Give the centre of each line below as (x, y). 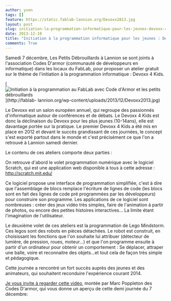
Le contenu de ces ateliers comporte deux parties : (59, 152)
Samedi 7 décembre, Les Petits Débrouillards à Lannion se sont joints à (80, 58)
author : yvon (19, 10)
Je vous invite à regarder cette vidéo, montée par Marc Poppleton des (79, 283)
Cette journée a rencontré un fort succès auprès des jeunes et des (75, 268)
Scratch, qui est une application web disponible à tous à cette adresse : (80, 168)
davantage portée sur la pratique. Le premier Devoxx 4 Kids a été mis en (81, 126)
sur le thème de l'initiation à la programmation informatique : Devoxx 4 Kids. (85, 74)
